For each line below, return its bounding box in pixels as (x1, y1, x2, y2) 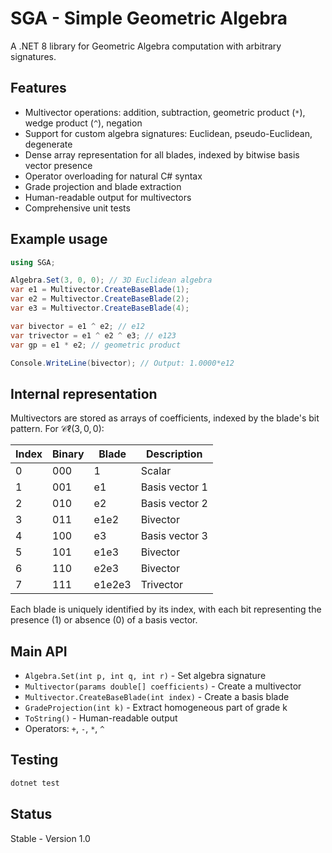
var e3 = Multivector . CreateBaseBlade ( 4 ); (10, 303, 190, 314)
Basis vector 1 (140, 480, 208, 494)
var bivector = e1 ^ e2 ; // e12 (10, 321, 145, 331)
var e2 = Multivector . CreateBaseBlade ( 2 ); (10, 294, 190, 304)
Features (10, 80, 67, 97)
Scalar (140, 464, 172, 478)
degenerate (24, 138, 73, 150)
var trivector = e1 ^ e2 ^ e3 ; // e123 (10, 330, 177, 341)
